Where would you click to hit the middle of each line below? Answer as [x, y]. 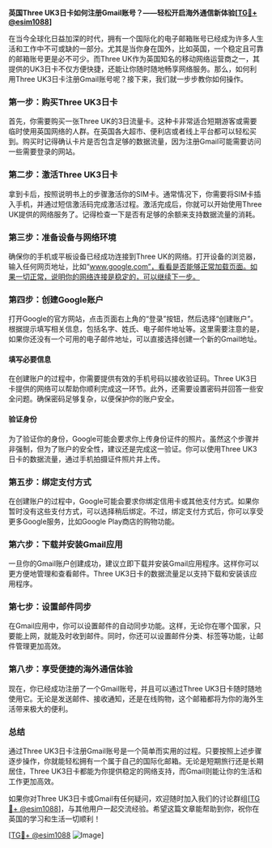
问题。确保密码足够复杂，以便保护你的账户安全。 [97, 399]
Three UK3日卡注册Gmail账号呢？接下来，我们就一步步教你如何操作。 [132, 79]
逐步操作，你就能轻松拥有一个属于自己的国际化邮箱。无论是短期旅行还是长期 [136, 761]
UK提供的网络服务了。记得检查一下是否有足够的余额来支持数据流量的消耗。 [134, 214]
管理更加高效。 [40, 646]
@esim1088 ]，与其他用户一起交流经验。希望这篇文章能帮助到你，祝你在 [140, 809]
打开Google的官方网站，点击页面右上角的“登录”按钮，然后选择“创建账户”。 [133, 319]
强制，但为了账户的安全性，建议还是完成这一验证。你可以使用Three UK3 [136, 448]
